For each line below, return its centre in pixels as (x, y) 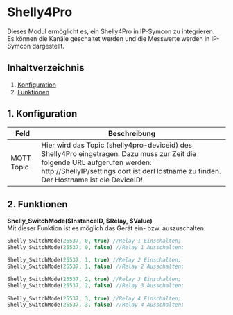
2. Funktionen (37, 204)
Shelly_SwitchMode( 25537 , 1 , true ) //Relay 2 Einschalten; (94, 260)
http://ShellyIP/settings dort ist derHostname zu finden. (131, 171)
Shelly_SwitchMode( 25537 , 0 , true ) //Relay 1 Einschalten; (94, 241)
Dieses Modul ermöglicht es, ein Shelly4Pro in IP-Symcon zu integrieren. (111, 31)
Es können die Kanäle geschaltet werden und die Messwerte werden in (109, 38)
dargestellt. (48, 46)
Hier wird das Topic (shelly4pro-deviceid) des (117, 145)
